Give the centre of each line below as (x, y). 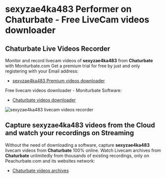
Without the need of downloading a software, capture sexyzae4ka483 (78, 145)
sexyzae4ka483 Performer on (68, 9)
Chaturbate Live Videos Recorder (58, 48)
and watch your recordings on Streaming (70, 133)
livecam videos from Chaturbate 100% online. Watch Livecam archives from (83, 150)
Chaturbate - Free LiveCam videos (77, 20)
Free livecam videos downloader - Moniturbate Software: (63, 90)
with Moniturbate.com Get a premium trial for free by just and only (73, 66)
